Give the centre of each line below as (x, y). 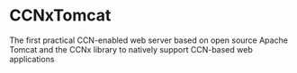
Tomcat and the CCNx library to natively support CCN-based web (131, 49)
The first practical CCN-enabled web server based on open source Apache (148, 40)
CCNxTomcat (60, 16)
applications (32, 59)
